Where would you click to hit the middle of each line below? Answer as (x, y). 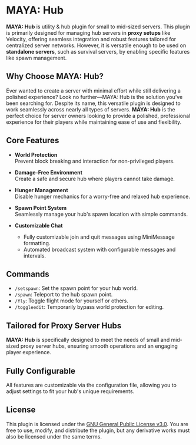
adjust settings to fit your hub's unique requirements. (70, 391)
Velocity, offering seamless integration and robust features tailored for (91, 39)
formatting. (37, 243)
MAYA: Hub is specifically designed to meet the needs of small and (88, 340)
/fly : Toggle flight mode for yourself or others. (71, 301)
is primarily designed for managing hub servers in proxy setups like (88, 32)
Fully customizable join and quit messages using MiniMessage (99, 237)
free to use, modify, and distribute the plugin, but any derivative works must (98, 430)
